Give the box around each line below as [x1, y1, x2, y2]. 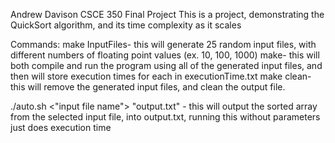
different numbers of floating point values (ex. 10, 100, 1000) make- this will [10, 49, 320, 61]
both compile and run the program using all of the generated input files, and [10, 60, 323, 71]
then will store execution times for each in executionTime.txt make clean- [10, 70, 312, 82]
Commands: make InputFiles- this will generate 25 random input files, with [10, 39, 317, 50]
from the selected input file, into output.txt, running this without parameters [10, 111, 321, 123]
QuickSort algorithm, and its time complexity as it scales [10, 19, 242, 31]
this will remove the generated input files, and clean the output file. [10, 81, 286, 93]
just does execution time [10, 122, 112, 133]
